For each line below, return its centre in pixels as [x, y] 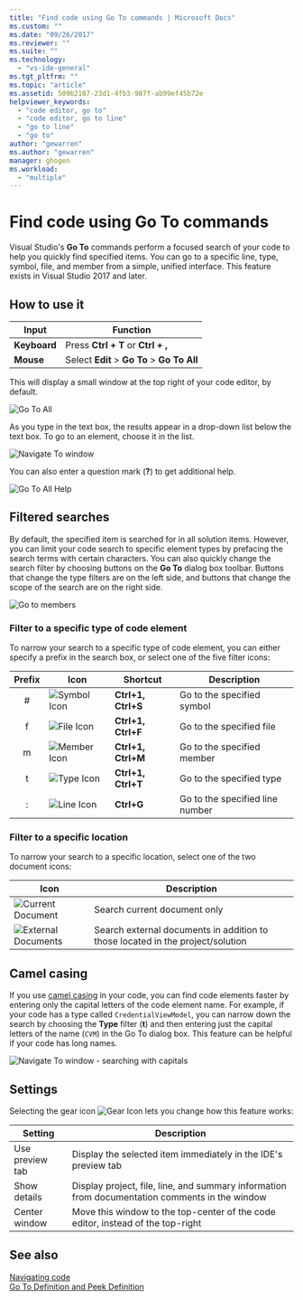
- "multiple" [42, 177]
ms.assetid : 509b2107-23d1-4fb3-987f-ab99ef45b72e [106, 93]
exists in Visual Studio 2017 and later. [78, 276]
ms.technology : [38, 60]
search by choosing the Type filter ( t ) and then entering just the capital [141, 1024]
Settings [34, 1089]
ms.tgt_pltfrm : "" [44, 77]
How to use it [47, 304]
